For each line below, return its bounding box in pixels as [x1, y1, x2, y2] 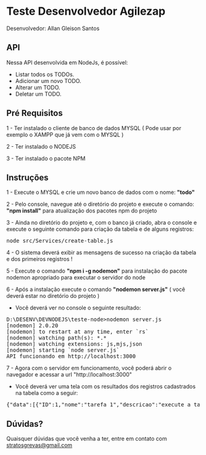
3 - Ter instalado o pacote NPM [6, 155, 86, 162]
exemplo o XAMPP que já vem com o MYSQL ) [6, 131, 124, 138]
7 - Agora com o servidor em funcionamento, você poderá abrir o [6, 364, 172, 372]
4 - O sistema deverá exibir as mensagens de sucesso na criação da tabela [6, 249, 197, 256]
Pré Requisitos [6, 108, 63, 119]
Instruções [6, 172, 49, 182]
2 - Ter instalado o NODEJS [6, 142, 76, 150]
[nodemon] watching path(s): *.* [6, 335, 107, 341]
